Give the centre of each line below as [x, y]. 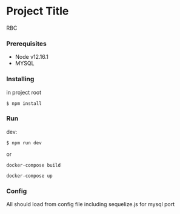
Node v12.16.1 [32, 57]
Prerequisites [26, 44]
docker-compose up [29, 176]
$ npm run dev [24, 143]
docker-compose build [34, 165]
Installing [20, 79]
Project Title [38, 11]
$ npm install [24, 103]
